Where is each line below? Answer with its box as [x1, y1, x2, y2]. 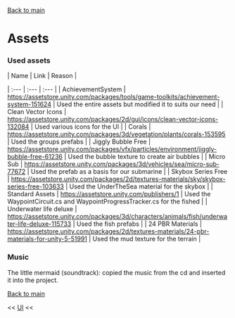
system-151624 [7, 100, 51, 108]
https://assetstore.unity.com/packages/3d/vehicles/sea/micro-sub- [24, 160, 220, 168]
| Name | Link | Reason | [7, 72, 77, 80]
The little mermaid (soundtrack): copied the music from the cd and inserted [7, 268, 226, 276]
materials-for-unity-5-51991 [7, 235, 88, 243]
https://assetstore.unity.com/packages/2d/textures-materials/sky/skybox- [11, 175, 226, 184]
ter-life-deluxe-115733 [7, 220, 72, 228]
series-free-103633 [7, 182, 65, 191]
